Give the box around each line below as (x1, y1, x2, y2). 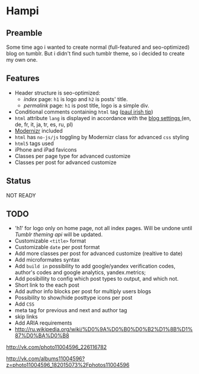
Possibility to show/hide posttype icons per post (14, 294, 133, 301)
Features (6, 73, 40, 84)
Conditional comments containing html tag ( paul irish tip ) (14, 108, 153, 115)
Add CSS (14, 300, 35, 307)
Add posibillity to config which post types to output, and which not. (14, 275, 179, 282)
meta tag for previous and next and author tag (14, 307, 127, 314)
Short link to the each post (14, 281, 80, 289)
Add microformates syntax (14, 256, 80, 263)
